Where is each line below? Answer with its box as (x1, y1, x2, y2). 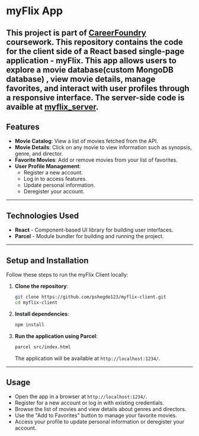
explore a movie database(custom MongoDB (6, 65, 174, 75)
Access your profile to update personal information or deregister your (14, 418, 185, 425)
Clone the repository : (14, 283, 69, 290)
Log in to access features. (23, 175, 87, 182)
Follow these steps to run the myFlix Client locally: (6, 271, 129, 278)
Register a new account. (23, 169, 83, 176)
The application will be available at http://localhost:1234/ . (14, 354, 161, 362)
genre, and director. (14, 150, 63, 158)
